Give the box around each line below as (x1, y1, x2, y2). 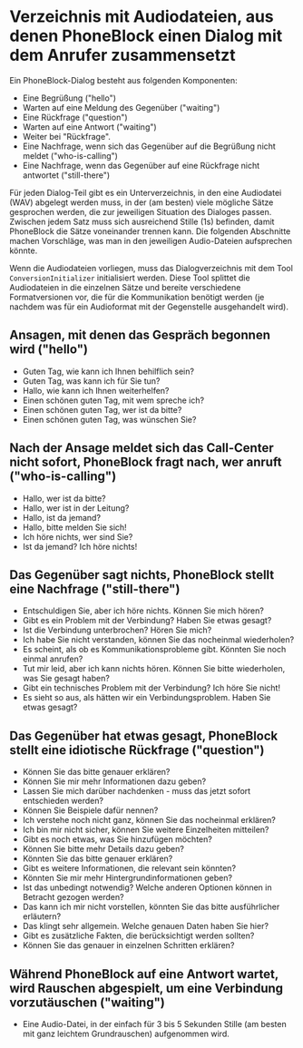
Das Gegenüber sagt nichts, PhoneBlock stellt (9, 567, 275, 583)
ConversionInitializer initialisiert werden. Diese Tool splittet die (9, 272, 251, 283)
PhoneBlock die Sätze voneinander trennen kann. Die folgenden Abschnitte (9, 225, 291, 237)
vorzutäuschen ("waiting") (9, 994, 165, 1010)
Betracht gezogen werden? (22, 892, 124, 903)
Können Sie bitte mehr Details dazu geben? (22, 844, 184, 855)
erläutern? (22, 911, 62, 922)
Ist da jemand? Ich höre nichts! (22, 541, 138, 552)
